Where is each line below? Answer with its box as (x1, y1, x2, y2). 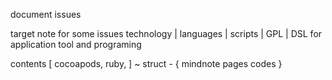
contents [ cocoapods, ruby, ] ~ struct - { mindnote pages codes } (10, 58, 283, 69)
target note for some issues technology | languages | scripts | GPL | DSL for (10, 28, 323, 39)
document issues (10, 9, 82, 20)
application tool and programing (10, 39, 142, 50)
